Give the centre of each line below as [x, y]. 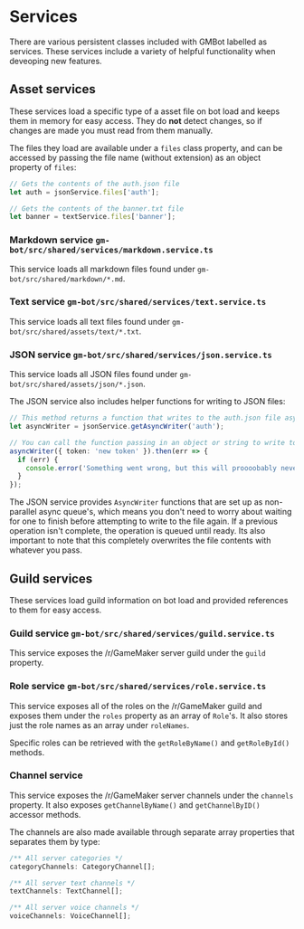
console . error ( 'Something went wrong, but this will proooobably [152, 468]
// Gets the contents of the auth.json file [95, 184]
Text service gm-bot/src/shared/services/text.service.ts [138, 302]
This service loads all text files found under [90, 321]
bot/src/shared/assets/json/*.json [76, 385]
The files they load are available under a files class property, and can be [146, 147]
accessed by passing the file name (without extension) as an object [135, 157]
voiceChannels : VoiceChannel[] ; [70, 916]
